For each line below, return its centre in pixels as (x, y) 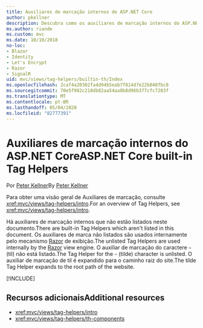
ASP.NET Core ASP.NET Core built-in (99, 156)
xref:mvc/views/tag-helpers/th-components (70, 319)
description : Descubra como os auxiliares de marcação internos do (93, 23)
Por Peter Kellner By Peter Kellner (47, 186)
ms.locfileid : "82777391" (39, 113)
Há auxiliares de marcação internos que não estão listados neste (87, 222)
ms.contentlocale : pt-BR (37, 102)
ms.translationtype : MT (36, 96)
